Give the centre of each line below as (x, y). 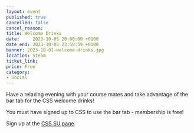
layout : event (24, 12)
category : (18, 72)
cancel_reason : (25, 28)
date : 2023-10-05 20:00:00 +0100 (52, 39)
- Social (17, 77)
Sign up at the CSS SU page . (41, 124)
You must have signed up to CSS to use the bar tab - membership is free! (95, 112)
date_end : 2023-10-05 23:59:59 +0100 (52, 45)
